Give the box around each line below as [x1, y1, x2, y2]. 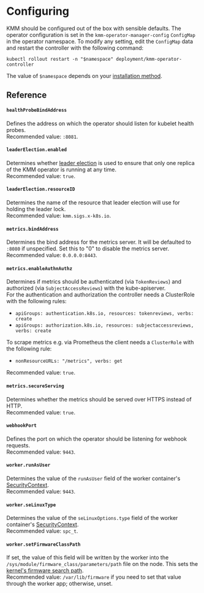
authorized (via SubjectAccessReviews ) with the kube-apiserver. [6, 284, 166, 292]
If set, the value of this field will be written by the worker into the [6, 554, 169, 561]
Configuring [6, 4, 69, 18]
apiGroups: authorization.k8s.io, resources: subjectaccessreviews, [15, 322, 194, 329]
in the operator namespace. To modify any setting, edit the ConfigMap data [6, 37, 193, 45]
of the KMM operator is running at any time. [6, 166, 116, 173]
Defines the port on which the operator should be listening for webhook [6, 435, 187, 443]
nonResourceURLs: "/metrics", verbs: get [15, 358, 123, 365]
